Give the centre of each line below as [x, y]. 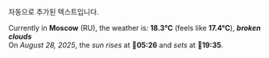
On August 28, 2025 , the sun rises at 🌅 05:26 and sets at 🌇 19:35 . [116, 45]
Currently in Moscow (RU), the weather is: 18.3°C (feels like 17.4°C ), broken [134, 28]
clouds [20, 36]
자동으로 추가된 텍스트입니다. [54, 12]
